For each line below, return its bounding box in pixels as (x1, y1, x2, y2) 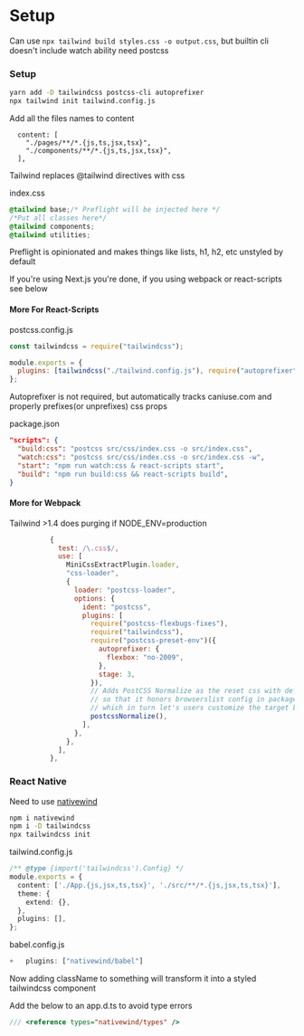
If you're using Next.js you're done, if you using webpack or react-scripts (9, 273, 282, 285)
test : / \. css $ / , (57, 544, 119, 553)
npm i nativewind (9, 813, 75, 822)
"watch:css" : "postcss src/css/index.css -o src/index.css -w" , (17, 452, 265, 461)
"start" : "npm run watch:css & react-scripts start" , (17, 461, 224, 470)
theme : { (17, 889, 51, 898)
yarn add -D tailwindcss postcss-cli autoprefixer (9, 88, 204, 98)
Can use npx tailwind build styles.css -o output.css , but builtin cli (9, 35, 270, 46)
